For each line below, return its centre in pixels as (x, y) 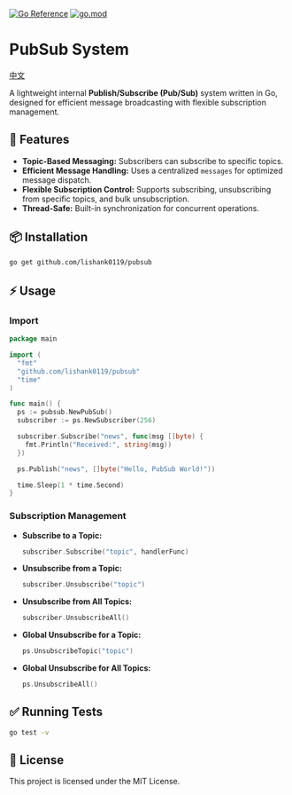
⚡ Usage (32, 291)
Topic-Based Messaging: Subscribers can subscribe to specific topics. (153, 161)
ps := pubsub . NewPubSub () (65, 413)
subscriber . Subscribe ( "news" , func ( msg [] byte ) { (110, 437)
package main (33, 339)
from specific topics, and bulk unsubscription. (106, 199)
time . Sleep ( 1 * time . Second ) (71, 485)
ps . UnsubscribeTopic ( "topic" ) (78, 651)
